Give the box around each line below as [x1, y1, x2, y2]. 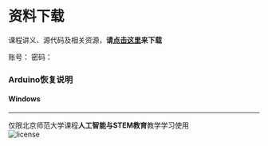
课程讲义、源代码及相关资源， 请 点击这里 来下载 [8, 35, 162, 45]
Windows [8, 94, 41, 104]
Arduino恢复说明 [8, 73, 73, 85]
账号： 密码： [8, 52, 53, 61]
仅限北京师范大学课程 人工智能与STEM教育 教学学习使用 [8, 120, 189, 130]
